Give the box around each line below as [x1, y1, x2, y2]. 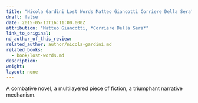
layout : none [6, 69, 38, 75]
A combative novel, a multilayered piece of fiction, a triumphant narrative [6, 85, 183, 92]
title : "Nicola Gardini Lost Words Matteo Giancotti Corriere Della [6, 8, 178, 15]
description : [6, 58, 38, 64]
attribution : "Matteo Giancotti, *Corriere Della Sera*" [6, 25, 149, 31]
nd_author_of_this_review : [6, 36, 72, 42]
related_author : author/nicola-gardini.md [6, 42, 112, 48]
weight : [6, 63, 25, 69]
